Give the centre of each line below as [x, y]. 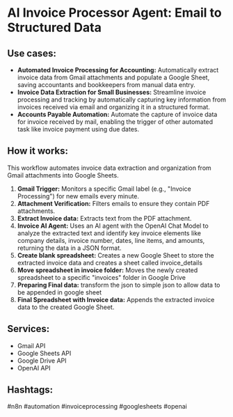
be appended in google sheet [59, 292]
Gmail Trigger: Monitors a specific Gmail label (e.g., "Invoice [104, 189]
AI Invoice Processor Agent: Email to [114, 13]
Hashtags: [30, 390]
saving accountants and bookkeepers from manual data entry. [106, 85]
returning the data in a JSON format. [69, 248]
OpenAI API [34, 368]
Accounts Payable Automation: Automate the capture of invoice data [117, 114]
